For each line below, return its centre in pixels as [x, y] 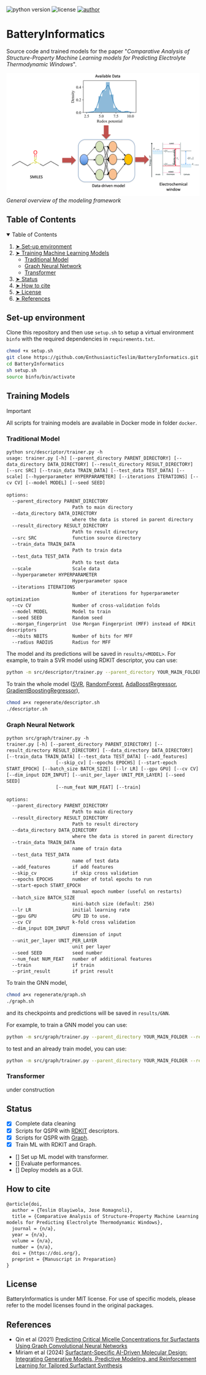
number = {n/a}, [32, 1247]
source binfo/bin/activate [41, 377]
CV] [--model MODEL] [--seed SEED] [60, 483]
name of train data [97, 849]
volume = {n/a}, [32, 1241]
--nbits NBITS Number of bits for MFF [72, 636]
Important [19, 410]
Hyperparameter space [100, 581]
